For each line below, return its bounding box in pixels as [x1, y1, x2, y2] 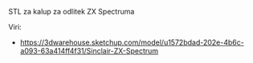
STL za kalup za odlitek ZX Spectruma [8, 7, 135, 16]
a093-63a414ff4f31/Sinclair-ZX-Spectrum [19, 46, 159, 55]
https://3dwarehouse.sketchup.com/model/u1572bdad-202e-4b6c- [19, 37, 245, 47]
